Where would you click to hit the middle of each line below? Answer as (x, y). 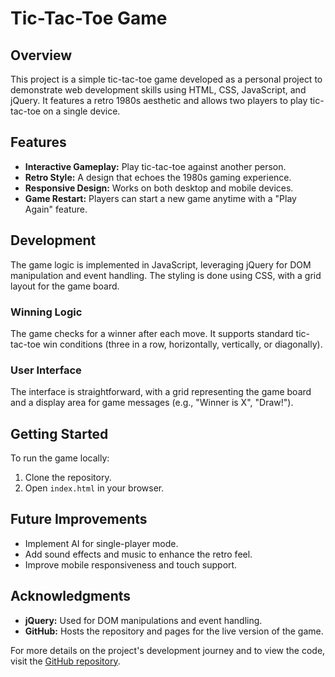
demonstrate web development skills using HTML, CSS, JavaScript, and (158, 90)
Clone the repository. (68, 478)
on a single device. (81, 111)
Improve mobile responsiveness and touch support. (131, 564)
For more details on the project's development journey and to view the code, (168, 650)
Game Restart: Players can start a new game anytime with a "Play (160, 198)
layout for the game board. (65, 286)
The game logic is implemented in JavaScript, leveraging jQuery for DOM (161, 264)
